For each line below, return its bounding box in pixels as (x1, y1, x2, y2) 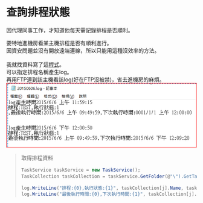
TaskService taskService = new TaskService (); (21, 167, 141, 173)
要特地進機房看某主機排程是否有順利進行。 (6, 39, 112, 46)
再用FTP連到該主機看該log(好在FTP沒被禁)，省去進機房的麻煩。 (6, 76, 165, 83)
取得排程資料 (21, 154, 53, 161)
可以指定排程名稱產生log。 (6, 68, 72, 75)
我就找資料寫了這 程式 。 (6, 61, 65, 68)
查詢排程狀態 (6, 5, 71, 19)
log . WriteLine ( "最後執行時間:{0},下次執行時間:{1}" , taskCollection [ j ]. (21, 191, 198, 198)
